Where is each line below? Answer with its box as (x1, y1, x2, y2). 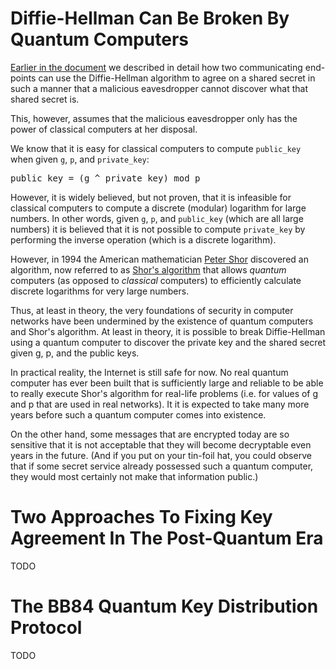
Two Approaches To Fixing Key (10, 506, 273, 529)
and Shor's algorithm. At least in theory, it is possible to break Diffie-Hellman (10, 325, 326, 337)
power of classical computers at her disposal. (10, 123, 198, 135)
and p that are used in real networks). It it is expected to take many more (10, 398, 310, 410)
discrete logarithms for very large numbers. (10, 285, 190, 297)
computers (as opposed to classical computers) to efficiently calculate (10, 274, 302, 286)
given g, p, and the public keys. (10, 347, 140, 359)
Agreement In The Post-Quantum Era (10, 527, 324, 550)
